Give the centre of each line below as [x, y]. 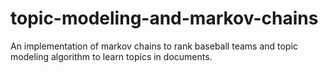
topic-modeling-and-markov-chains [164, 18]
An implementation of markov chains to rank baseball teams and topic [154, 46]
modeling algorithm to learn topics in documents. [111, 56]
